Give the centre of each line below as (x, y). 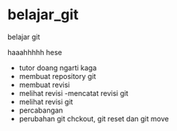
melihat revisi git (46, 101)
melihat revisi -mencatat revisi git (74, 93)
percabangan (41, 110)
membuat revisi (44, 85)
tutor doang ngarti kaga (58, 67)
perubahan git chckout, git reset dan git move (94, 118)
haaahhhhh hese (35, 52)
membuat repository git (57, 76)
